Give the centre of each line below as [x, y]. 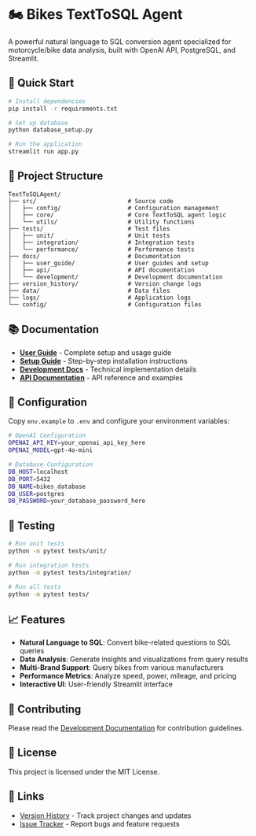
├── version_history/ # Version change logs [105, 283]
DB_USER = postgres [37, 494]
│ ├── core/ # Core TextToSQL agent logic [117, 215]
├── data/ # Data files [89, 290]
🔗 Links [26, 796]
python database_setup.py [50, 130]
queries [32, 651]
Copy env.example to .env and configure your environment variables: [119, 421]
